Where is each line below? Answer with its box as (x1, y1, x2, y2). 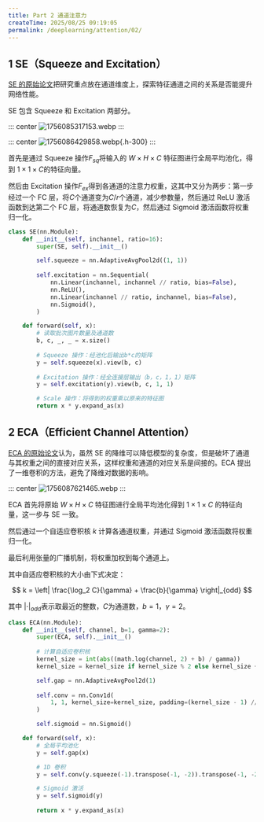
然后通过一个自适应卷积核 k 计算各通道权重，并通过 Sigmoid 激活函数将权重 (8, 526, 253, 536)
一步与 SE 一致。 (28, 509, 83, 519)
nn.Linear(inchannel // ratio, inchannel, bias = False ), (49, 293, 237, 301)
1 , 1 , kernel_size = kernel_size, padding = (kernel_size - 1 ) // (49, 699, 258, 706)
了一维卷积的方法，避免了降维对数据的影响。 (8, 467, 153, 477)
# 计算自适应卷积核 (36, 648, 90, 656)
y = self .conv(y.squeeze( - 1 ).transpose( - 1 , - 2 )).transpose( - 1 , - (36, 770, 255, 779)
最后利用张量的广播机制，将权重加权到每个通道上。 (8, 552, 174, 562)
